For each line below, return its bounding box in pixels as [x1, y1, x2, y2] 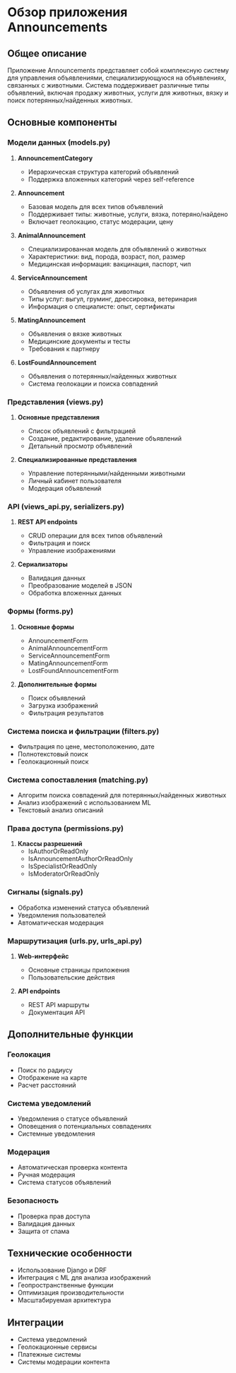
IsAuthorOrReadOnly [28, 847, 89, 855]
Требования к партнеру [28, 344, 100, 353]
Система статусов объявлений [17, 1178, 112, 1187]
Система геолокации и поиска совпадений [28, 379, 158, 388]
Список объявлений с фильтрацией [28, 427, 136, 435]
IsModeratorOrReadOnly [28, 869, 100, 878]
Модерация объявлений [28, 484, 102, 492]
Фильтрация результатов [28, 708, 104, 717]
